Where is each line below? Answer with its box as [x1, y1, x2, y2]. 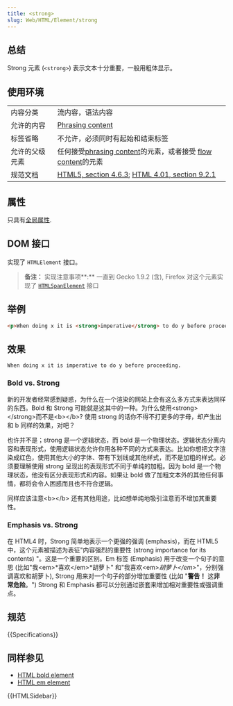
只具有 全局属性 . [7, 215, 52, 224]
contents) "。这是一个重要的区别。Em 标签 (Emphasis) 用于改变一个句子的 [7, 554, 219, 563]
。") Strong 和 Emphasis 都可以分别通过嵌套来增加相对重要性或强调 [25, 580, 218, 589]
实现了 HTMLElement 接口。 [7, 258, 82, 266]
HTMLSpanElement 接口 [37, 281, 99, 289]
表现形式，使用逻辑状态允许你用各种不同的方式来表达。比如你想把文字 [19, 444, 220, 452]
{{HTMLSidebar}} [7, 692, 58, 700]
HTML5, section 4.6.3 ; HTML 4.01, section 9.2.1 [57, 170, 216, 179]
